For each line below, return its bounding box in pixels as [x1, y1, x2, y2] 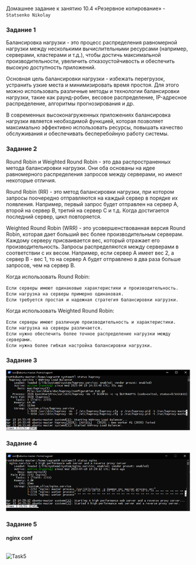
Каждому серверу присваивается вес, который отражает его [6, 237, 160, 244]
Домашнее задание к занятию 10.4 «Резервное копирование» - [6, 5, 166, 12]
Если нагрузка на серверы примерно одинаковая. [6, 291, 124, 297]
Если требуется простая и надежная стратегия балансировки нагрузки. [6, 297, 179, 303]
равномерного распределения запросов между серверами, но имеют [6, 170, 183, 177]
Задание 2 [6, 145, 37, 153]
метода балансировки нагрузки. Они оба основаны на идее [6, 164, 156, 172]
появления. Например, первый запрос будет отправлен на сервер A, [6, 200, 179, 207]
